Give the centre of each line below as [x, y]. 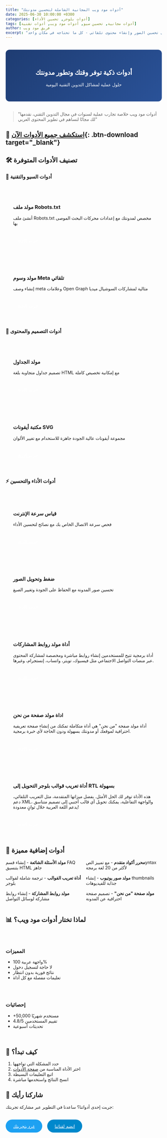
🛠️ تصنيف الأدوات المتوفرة [42, 160]
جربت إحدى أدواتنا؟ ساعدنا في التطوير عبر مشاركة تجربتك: [60, 1107]
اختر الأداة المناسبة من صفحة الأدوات [47, 1069]
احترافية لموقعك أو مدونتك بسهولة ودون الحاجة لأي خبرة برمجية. [72, 731]
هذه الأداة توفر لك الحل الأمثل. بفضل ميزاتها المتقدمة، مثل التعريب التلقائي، [82, 797]
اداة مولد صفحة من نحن [38, 715]
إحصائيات [16, 1005]
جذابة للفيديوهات [101, 883]
